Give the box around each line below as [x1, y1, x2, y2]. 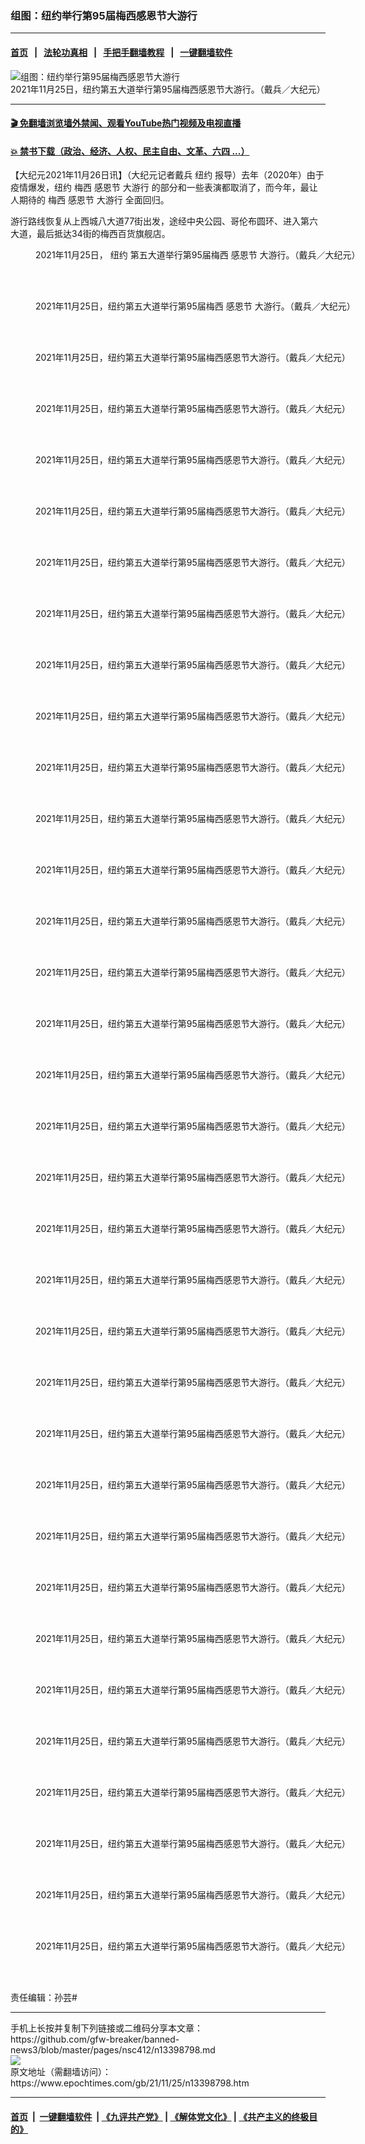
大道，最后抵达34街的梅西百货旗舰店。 [10, 228, 171, 240]
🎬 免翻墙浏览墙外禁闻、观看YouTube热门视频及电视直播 [10, 117, 242, 129]
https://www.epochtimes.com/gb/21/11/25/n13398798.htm [10, 2077, 250, 2089]
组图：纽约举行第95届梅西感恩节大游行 [10, 8, 198, 22]
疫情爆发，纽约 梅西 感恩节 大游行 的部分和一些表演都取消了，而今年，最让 [10, 182, 318, 194]
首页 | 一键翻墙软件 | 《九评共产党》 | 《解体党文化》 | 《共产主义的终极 [10, 2110, 310, 2122]
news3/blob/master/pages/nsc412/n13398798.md [10, 2044, 216, 2056]
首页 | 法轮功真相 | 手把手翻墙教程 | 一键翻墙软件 [10, 46, 233, 58]
